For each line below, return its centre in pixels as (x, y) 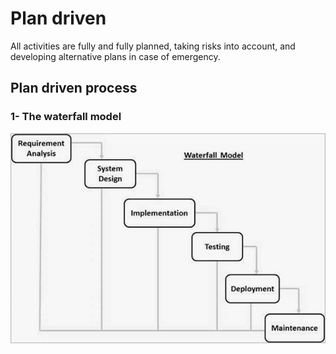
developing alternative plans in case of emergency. (115, 56)
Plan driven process (74, 88)
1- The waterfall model (66, 117)
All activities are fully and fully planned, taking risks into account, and (153, 46)
